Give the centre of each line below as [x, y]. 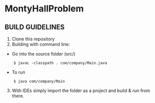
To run [18, 72]
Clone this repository [33, 39]
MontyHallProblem [44, 9]
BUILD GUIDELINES [35, 27]
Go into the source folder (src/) [43, 54]
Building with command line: [41, 44]
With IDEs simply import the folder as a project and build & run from [81, 91]
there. [18, 96]
